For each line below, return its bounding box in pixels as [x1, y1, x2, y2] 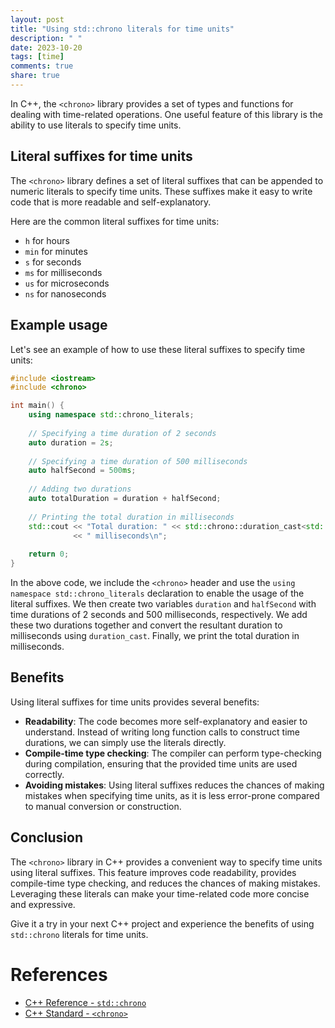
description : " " [10, 33, 83, 43]
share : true [10, 71, 60, 81]
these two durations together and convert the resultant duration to [10, 619, 283, 631]
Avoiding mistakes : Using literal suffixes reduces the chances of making [24, 779, 325, 791]
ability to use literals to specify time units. [10, 119, 182, 131]
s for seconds [24, 256, 82, 268]
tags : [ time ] [10, 52, 65, 62]
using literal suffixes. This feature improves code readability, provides [10, 866, 297, 878]
